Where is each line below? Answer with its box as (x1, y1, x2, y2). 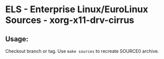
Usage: (5, 35, 29, 43)
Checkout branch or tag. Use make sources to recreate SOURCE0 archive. (5, 48, 159, 54)
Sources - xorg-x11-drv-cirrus (5, 14, 134, 26)
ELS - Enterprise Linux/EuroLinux (5, 4, 149, 15)
